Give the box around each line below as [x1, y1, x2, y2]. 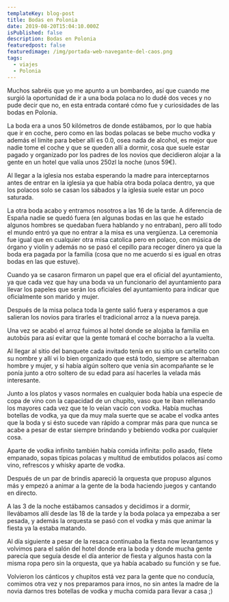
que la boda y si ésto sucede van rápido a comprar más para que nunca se [7, 418, 218, 426]
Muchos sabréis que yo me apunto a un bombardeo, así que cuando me [7, 86, 210, 95]
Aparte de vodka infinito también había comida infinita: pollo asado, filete [7, 446, 213, 455]
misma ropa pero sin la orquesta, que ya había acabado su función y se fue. [7, 559, 221, 567]
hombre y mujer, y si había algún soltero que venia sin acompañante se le [7, 361, 214, 370]
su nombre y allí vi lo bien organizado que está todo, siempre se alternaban [7, 354, 219, 362]
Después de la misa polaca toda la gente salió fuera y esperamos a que [7, 306, 208, 314]
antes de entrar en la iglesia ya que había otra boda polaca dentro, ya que [7, 178, 215, 186]
